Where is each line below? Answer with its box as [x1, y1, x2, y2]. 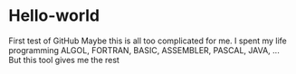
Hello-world [8, 5, 100, 26]
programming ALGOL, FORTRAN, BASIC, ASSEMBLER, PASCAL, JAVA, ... [8, 44, 280, 55]
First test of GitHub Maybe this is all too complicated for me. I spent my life [8, 35, 287, 46]
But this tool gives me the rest [8, 54, 119, 65]
